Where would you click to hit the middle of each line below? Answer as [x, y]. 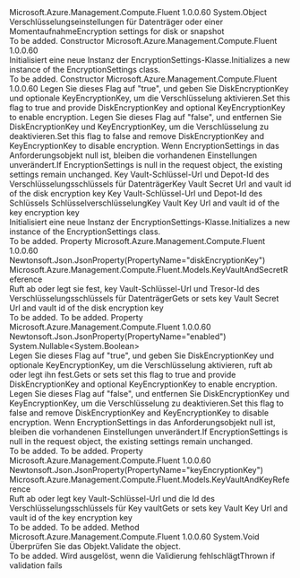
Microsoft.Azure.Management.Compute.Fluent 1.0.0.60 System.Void [134, 537]
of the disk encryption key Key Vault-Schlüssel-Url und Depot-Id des [136, 193]
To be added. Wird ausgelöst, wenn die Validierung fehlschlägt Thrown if [142, 556]
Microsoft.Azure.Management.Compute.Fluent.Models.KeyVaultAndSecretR [149, 270]
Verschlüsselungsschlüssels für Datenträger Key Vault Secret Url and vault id [150, 184]
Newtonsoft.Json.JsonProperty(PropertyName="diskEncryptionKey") [137, 260]
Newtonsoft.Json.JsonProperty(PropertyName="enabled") [118, 337]
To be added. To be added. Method [74, 527]
